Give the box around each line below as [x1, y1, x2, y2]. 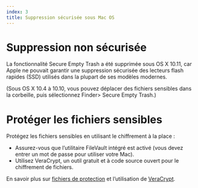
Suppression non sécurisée [6, 41, 147, 54]
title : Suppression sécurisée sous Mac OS [6, 15, 115, 21]
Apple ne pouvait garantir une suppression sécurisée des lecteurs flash [6, 67, 184, 74]
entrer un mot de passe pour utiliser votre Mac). [14, 151, 135, 158]
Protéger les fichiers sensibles [6, 112, 163, 126]
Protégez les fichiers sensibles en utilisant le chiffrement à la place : [6, 132, 175, 140]
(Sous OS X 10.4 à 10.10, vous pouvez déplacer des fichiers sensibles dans [6, 85, 192, 92]
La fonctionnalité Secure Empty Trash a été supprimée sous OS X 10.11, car [6, 60, 192, 68]
